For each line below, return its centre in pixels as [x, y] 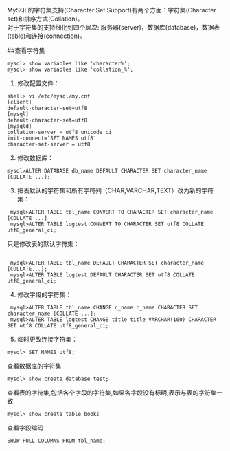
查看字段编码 [25, 428]
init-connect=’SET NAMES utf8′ [52, 138]
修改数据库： [35, 158]
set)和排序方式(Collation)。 [45, 19]
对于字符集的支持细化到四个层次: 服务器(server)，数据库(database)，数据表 [114, 27]
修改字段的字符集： [44, 295]
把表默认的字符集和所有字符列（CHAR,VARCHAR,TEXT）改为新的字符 [115, 190]
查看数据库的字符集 [34, 366]
